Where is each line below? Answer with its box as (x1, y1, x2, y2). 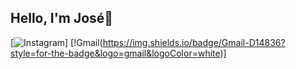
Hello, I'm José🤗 (10, 10, 114, 27)
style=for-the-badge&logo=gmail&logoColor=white (10, 47, 221, 59)
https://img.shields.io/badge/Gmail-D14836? (102, 36, 286, 48)
